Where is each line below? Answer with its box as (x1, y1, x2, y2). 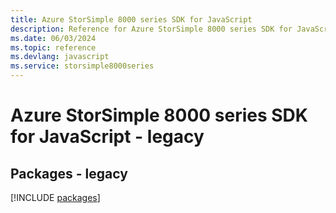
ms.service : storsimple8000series (10, 61, 155, 71)
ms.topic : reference (10, 42, 97, 53)
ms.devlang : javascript (10, 52, 110, 62)
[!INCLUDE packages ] (10, 192, 101, 203)
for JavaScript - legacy (10, 126, 205, 148)
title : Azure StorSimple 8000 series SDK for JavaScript (10, 14, 253, 25)
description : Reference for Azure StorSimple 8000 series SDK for (10, 24, 293, 34)
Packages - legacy (10, 165, 128, 182)
